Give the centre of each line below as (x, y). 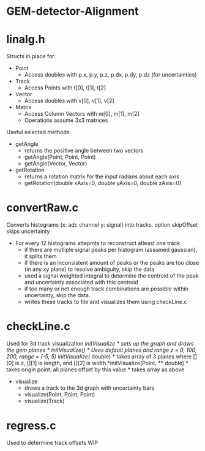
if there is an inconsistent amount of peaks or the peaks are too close (112, 263)
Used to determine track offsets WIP (52, 442)
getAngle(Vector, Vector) (56, 164)
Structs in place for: (31, 56)
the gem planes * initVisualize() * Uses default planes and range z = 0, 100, (102, 350)
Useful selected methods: (39, 132)
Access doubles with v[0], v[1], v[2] (69, 101)
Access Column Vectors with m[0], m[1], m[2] (82, 114)
